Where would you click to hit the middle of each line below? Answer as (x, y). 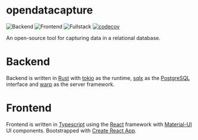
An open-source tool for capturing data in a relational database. (83, 38)
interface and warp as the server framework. (60, 84)
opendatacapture (49, 10)
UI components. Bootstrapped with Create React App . (71, 131)
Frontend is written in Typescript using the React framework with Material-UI (99, 124)
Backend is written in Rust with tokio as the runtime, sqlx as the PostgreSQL (98, 78)
